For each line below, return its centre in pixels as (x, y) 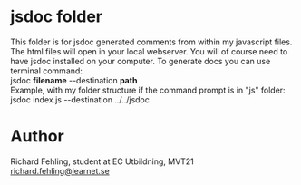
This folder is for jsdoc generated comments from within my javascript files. (151, 42)
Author (37, 136)
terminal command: (46, 71)
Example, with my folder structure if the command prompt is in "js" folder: (148, 90)
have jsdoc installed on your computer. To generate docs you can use (141, 61)
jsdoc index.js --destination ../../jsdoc (80, 99)
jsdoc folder (57, 17)
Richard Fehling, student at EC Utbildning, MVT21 (102, 161)
